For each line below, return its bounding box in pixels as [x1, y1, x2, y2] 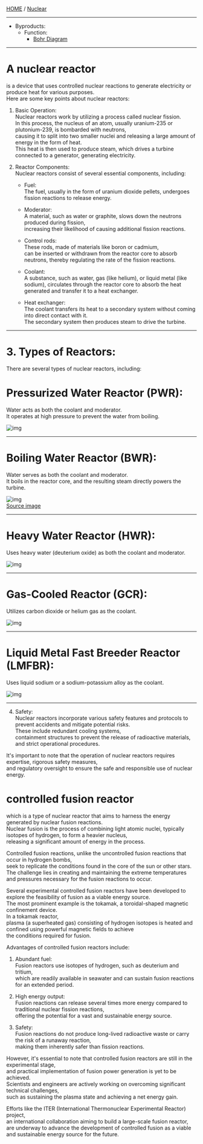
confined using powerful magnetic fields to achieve [6, 925, 134, 932]
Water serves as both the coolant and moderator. [6, 471, 129, 478]
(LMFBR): [6, 659, 54, 673]
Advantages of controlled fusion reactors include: [6, 943, 130, 951]
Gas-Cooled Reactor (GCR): [6, 587, 148, 601]
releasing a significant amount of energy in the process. [6, 838, 146, 845]
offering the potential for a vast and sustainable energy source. [14, 1012, 172, 1019]
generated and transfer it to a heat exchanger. [24, 287, 139, 294]
